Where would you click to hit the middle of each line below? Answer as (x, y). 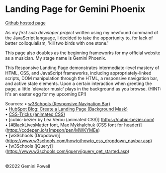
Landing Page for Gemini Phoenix (75, 9)
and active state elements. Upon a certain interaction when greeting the (79, 84)
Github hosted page (25, 23)
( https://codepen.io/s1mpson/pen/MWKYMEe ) (53, 130)
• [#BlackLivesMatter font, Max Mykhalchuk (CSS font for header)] (74, 125)
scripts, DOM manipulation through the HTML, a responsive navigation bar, (82, 78)
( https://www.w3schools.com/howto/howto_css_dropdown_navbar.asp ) (79, 141)
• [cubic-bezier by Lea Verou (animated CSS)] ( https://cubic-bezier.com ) (80, 119)
